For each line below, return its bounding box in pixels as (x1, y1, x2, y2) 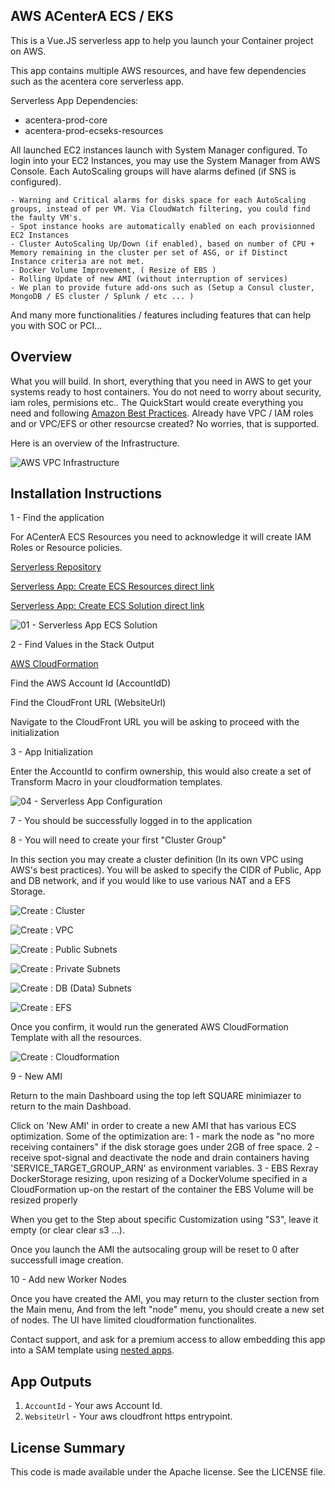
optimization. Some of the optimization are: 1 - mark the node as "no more (10, 1130, 315, 1143)
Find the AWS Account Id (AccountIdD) (10, 677, 172, 689)
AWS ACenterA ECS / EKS (10, 8, 174, 25)
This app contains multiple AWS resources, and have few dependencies (10, 64, 307, 76)
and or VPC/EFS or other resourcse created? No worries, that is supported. (10, 417, 320, 429)
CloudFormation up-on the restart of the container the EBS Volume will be (10, 1184, 314, 1196)
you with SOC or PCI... (10, 319, 103, 331)
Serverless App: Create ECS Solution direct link (10, 600, 205, 612)
